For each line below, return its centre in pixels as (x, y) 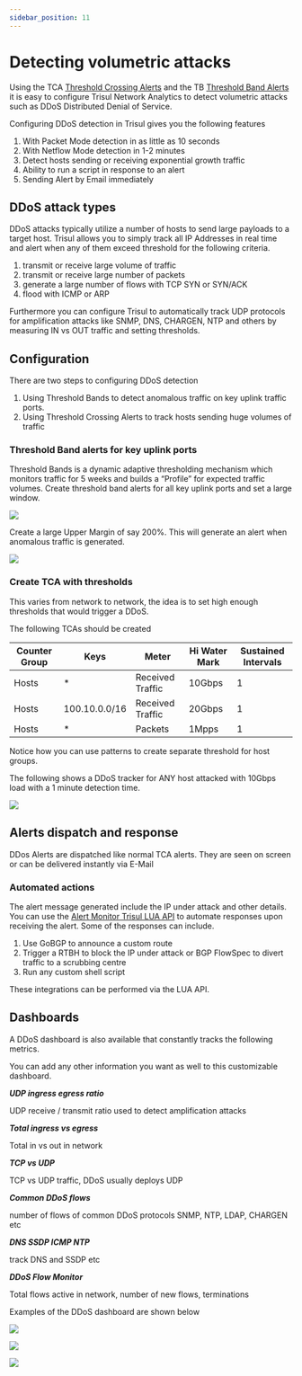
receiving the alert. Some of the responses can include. (112, 926)
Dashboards (44, 1018)
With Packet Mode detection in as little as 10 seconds (121, 141)
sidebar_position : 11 (50, 18)
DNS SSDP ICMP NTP (49, 1242)
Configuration (49, 359)
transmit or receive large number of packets (104, 275)
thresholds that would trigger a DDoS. (79, 611)
